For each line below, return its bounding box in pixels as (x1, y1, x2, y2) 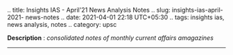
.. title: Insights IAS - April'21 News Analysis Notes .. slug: (7, 6, 171, 14)
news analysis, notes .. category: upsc (7, 21, 117, 28)
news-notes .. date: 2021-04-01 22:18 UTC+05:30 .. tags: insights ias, (25, 13, 225, 21)
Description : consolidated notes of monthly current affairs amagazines (7, 34, 214, 42)
